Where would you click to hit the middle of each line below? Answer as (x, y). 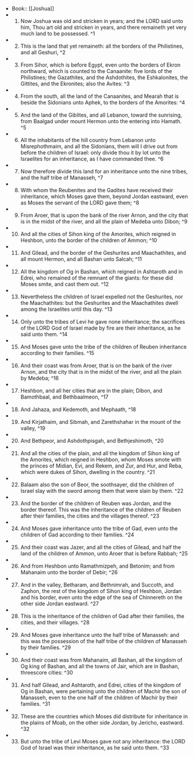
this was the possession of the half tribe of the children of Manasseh (103, 641)
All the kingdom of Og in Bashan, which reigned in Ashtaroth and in (102, 271)
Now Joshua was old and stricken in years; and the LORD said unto (102, 21)
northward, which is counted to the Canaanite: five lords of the (96, 71)
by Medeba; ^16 (39, 378)
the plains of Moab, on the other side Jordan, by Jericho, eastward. (102, 723)
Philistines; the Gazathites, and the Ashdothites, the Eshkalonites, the (104, 77)
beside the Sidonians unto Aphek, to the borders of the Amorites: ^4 (103, 102)
